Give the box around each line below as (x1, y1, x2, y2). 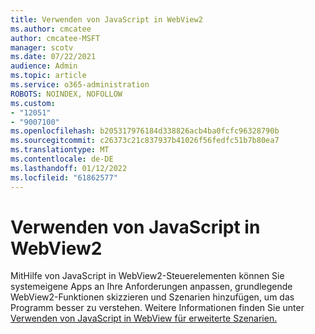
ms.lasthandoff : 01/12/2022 (10, 163, 128, 173)
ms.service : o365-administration (10, 80, 150, 90)
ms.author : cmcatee (10, 24, 92, 34)
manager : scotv (10, 42, 74, 53)
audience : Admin (10, 61, 78, 71)
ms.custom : (10, 98, 56, 108)
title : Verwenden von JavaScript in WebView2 (10, 14, 203, 25)
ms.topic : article (10, 71, 87, 81)
